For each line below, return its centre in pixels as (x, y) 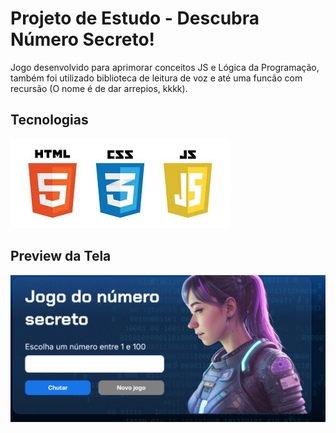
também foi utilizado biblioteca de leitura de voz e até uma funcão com (156, 78)
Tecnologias (49, 120)
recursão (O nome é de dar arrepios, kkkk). (99, 88)
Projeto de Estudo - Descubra (135, 18)
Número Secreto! (83, 39)
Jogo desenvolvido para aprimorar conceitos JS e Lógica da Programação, (165, 67)
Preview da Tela (61, 256)
